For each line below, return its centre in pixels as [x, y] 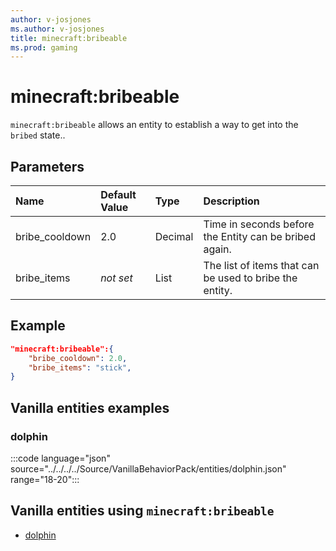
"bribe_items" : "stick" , [80, 367]
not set [116, 278]
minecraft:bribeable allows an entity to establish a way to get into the [154, 125]
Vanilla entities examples [90, 407]
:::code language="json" [60, 458]
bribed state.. [38, 135]
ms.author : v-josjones [57, 29]
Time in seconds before [259, 224]
